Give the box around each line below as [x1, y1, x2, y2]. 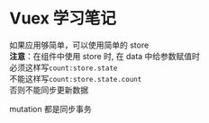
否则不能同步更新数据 [9, 84, 88, 95]
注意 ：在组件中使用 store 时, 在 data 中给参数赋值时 [9, 50, 201, 61]
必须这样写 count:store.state [9, 62, 118, 73]
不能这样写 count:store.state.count [9, 73, 142, 83]
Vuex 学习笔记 [9, 8, 117, 29]
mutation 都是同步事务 [9, 103, 92, 114]
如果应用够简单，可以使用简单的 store [9, 40, 150, 50]
